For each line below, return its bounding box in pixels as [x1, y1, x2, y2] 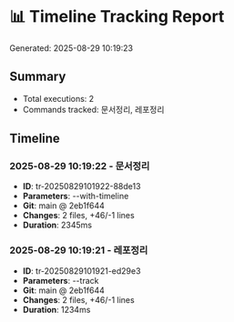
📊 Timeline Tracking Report [9, 6, 225, 27]
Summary [9, 69, 66, 85]
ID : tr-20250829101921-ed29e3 [22, 265, 141, 277]
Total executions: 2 [22, 93, 95, 104]
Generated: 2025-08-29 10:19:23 [9, 42, 134, 54]
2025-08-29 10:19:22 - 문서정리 [9, 160, 150, 173]
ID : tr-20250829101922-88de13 [22, 181, 141, 192]
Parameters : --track [22, 275, 99, 286]
